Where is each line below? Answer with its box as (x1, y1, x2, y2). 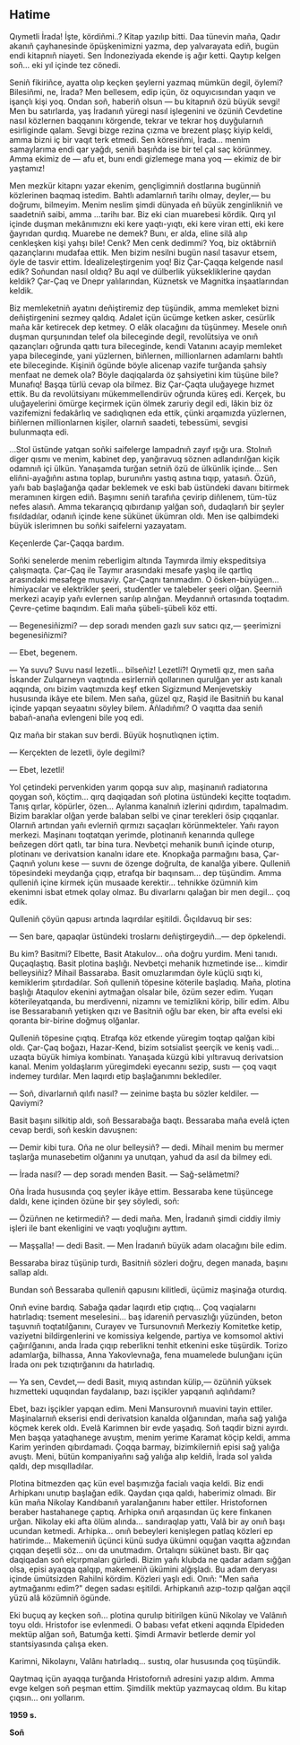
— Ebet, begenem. (9, 646, 78, 658)
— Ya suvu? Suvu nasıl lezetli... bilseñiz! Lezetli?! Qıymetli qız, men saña (9, 664, 275, 675)
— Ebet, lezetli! (9, 764, 65, 775)
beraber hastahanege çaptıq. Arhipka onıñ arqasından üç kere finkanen (9, 1506, 272, 1517)
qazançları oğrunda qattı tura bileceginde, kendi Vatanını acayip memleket (9, 340, 282, 351)
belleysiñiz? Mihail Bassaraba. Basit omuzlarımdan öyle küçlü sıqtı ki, (9, 967, 263, 978)
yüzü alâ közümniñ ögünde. (9, 1592, 112, 1603)
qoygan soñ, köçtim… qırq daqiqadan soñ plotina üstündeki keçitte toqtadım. (9, 791, 292, 802)
